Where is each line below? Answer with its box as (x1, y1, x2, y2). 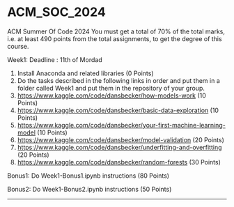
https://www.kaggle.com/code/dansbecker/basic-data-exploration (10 (17, 106, 219, 114)
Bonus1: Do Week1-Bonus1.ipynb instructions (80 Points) (7, 171, 169, 180)
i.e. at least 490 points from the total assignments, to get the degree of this (7, 34, 222, 43)
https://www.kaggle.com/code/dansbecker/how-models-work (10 (17, 91, 207, 100)
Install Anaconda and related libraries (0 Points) (17, 69, 154, 77)
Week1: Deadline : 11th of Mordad (7, 55, 102, 63)
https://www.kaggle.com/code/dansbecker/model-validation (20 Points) (17, 135, 225, 144)
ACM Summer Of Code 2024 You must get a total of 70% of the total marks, (7, 27, 225, 36)
